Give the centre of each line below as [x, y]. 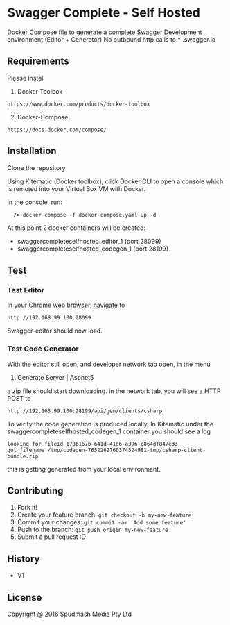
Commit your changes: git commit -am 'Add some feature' [102, 522]
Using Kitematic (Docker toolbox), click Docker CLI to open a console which [115, 181]
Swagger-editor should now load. [55, 331]
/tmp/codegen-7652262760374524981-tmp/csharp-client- [127, 450]
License [25, 598]
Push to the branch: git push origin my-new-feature [92, 530]
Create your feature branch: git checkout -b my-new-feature [104, 515]
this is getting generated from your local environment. [84, 469]
